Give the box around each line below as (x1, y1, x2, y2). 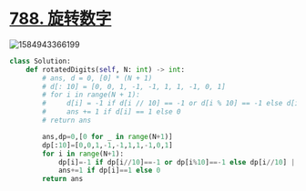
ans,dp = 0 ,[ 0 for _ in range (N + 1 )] (42, 132, 173, 141)
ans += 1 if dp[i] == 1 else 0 (57, 166, 161, 176)
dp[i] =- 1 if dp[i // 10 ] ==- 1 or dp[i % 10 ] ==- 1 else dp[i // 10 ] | (57, 157, 296, 166)
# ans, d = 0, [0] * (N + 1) (42, 74, 153, 83)
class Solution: (9, 56, 71, 65)
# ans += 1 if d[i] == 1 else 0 (42, 107, 181, 116)
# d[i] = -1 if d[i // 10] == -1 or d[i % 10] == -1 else (42, 99, 283, 108)
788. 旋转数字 (9, 8, 112, 29)
